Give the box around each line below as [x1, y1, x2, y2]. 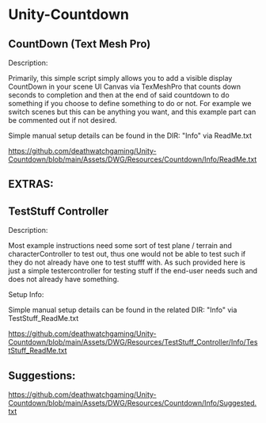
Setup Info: [8, 290, 44, 299]
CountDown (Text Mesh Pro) [8, 37, 151, 51]
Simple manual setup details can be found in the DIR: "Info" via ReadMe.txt [8, 131, 252, 140]
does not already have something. [8, 275, 120, 284]
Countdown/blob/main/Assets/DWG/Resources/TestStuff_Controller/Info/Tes [8, 337, 258, 347]
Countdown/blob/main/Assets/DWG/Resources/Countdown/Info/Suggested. [8, 398, 257, 408]
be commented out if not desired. [8, 116, 117, 124]
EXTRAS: [8, 177, 54, 191]
